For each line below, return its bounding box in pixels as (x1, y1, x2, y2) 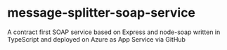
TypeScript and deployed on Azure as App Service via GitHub (7, 35, 186, 43)
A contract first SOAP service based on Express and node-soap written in (7, 28, 221, 36)
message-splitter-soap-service (7, 5, 195, 21)
